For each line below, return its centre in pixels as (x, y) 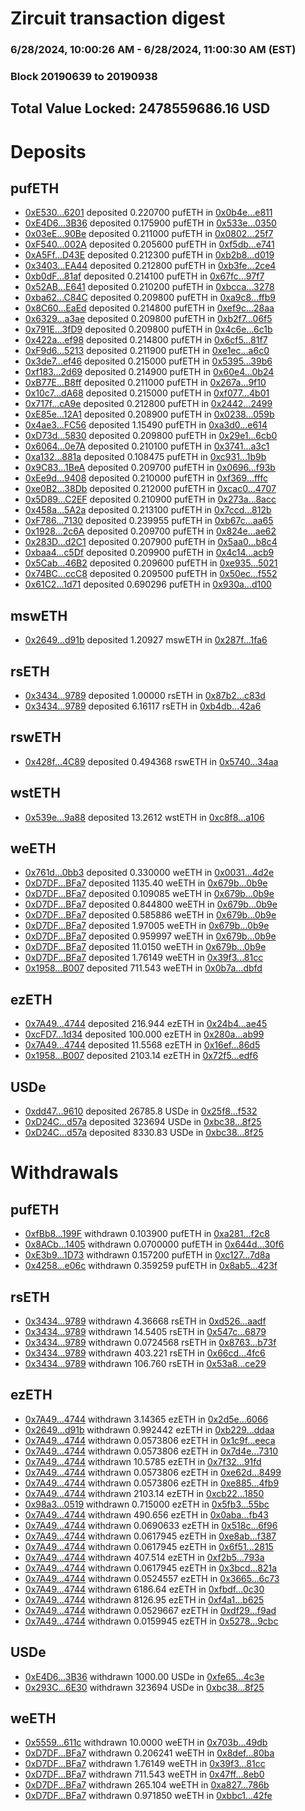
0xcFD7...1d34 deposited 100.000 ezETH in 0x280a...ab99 (144, 1034)
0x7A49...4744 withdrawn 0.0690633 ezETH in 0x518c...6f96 (151, 1525)
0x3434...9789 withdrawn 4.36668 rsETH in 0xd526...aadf (145, 1321)
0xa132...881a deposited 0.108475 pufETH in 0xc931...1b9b (145, 457)
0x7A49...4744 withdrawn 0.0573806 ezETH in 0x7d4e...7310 (151, 1451)
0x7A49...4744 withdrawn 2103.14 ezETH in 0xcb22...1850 (144, 1493)
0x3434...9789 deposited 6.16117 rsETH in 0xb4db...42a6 (143, 706)
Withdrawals (64, 1173)
